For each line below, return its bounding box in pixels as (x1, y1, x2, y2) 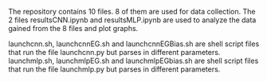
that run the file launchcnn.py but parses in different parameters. (8, 48, 221, 57)
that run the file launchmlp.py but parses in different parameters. (8, 64, 221, 74)
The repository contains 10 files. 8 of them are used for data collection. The (8, 7, 256, 16)
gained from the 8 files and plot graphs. (8, 24, 139, 33)
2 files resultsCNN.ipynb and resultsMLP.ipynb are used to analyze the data (8, 15, 257, 25)
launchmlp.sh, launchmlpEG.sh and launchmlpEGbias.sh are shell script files (8, 56, 259, 65)
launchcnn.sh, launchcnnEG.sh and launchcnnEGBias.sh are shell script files (8, 39, 260, 49)
